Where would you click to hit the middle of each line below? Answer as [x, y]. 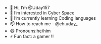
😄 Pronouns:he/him [30, 31]
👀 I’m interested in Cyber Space [42, 13]
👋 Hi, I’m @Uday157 [30, 8]
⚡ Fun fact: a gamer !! [32, 36]
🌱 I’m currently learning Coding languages [53, 18]
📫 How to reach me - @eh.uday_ [44, 24]
